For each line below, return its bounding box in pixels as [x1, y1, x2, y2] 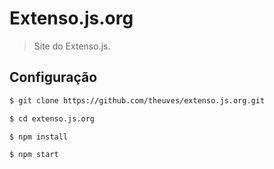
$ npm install [9, 132, 69, 142]
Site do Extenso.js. [33, 40, 111, 52]
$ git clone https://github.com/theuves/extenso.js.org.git [9, 95, 266, 106]
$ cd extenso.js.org [9, 113, 96, 124]
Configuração [9, 69, 98, 86]
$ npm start [9, 150, 59, 160]
